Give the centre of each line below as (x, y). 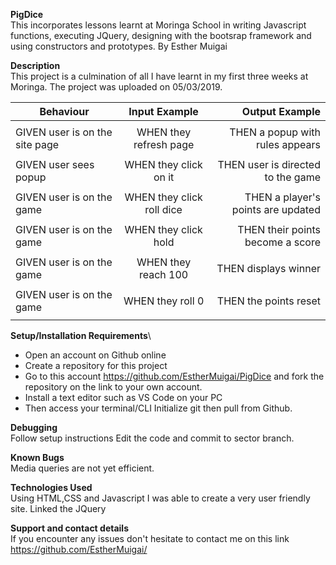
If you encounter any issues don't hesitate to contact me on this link (150, 538)
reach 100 (163, 274)
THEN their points (279, 229)
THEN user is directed (269, 164)
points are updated (276, 209)
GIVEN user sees (55, 164)
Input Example (163, 111)
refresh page (164, 144)
